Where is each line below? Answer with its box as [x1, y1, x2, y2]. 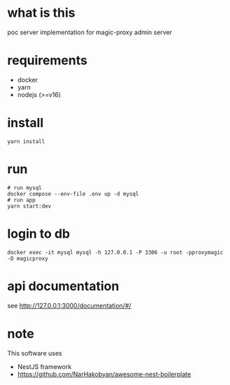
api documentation [7, 278, 120, 294]
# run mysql [7, 184, 42, 191]
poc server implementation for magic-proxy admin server [7, 28, 173, 36]
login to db [7, 226, 71, 242]
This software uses [7, 349, 62, 357]
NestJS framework [17, 362, 72, 371]
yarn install [7, 138, 45, 145]
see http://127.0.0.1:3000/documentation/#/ [7, 301, 131, 310]
